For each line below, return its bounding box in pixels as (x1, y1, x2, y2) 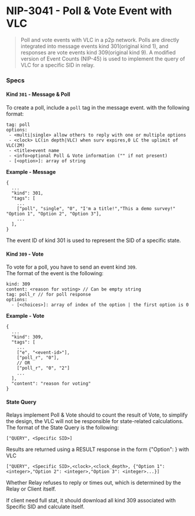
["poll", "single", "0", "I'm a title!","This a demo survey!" (17, 206, 176, 212)
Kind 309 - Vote (6, 250, 44, 257)
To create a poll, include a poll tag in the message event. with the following (6, 104, 190, 111)
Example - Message (6, 169, 56, 176)
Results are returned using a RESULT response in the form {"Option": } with (6, 446, 189, 453)
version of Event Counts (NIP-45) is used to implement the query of (20, 55, 185, 62)
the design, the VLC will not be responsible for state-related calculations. (6, 418, 184, 425)
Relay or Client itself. (6, 485, 56, 492)
